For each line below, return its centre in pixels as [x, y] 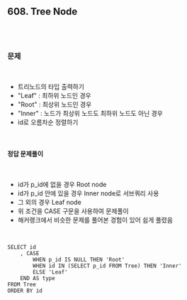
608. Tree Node [42, 12]
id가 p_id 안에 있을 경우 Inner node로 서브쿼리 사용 [88, 193]
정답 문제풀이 [25, 154]
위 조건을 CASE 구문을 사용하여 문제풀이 [73, 211]
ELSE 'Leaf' [51, 272]
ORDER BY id [25, 291]
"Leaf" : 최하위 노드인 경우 [54, 96]
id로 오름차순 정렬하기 [48, 122]
